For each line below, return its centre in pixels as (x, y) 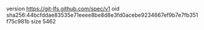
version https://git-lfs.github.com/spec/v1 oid (63, 9)
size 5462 (43, 21)
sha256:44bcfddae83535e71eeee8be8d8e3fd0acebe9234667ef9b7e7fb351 (102, 15)
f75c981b (18, 21)
